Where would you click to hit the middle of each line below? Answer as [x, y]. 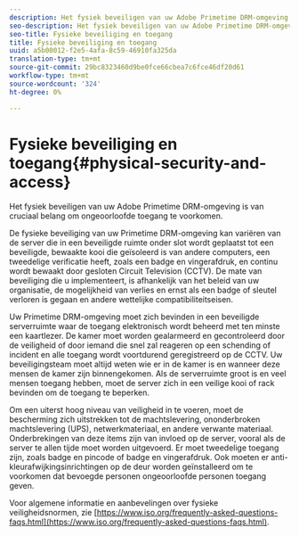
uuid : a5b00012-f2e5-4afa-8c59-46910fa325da [93, 51]
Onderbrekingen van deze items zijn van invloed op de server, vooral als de [148, 439]
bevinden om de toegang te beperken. [79, 392]
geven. [22, 486]
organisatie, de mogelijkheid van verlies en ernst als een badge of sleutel [143, 290]
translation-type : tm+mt [55, 59]
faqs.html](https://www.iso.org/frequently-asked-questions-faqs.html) [138, 522]
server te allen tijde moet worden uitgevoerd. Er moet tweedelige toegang [144, 448]
